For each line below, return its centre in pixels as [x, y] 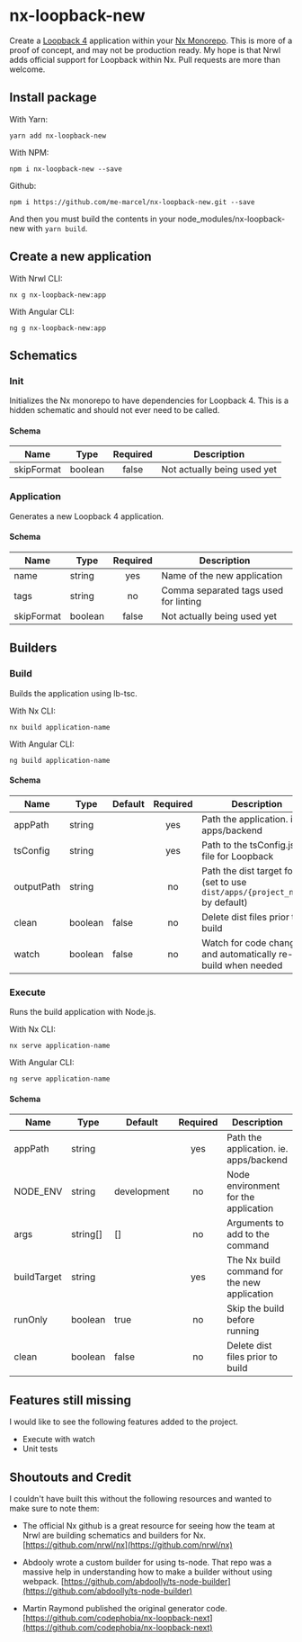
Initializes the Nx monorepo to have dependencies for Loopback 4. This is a [149, 400]
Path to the [225, 845]
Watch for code [234, 943]
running [243, 1331]
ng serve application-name [60, 1079]
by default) [225, 902]
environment [253, 1186]
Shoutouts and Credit [71, 1477]
